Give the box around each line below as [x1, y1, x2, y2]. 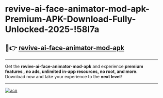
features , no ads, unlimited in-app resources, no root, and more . [5, 69, 138, 74]
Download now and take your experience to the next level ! [5, 74, 122, 79]
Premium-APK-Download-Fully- [5, 14, 136, 25]
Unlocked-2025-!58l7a [5, 24, 99, 35]
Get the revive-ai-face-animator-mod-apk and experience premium [5, 64, 144, 69]
